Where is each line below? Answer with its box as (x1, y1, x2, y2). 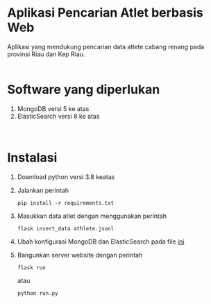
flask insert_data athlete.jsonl (17, 225, 115, 232)
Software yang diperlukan (7, 82, 160, 98)
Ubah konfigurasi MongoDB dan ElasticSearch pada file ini (17, 237, 185, 246)
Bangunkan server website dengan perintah (17, 251, 143, 259)
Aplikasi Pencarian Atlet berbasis (7, 5, 203, 21)
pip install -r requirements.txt (17, 199, 115, 206)
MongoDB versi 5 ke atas (17, 104, 90, 112)
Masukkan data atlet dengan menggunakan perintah (17, 212, 167, 220)
